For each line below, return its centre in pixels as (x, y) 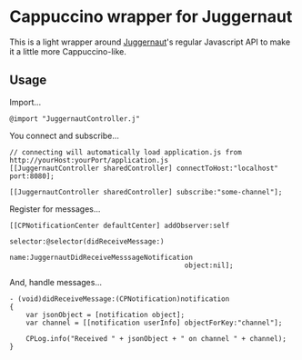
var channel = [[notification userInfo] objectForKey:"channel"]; (154, 323)
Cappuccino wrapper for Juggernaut (151, 17)
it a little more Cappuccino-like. (68, 51)
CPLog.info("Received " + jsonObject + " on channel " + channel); (156, 338)
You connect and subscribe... (65, 135)
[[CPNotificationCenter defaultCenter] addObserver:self (120, 225)
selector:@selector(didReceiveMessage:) (87, 241)
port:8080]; (32, 176)
